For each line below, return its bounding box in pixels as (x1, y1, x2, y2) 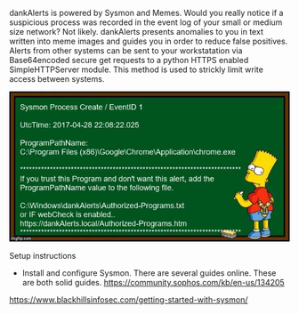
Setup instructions (9, 251, 77, 262)
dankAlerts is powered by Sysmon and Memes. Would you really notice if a (9, 8, 284, 18)
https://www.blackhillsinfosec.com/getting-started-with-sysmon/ (9, 294, 248, 305)
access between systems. (9, 74, 105, 84)
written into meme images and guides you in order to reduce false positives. (9, 36, 288, 46)
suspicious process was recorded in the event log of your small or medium (9, 17, 283, 28)
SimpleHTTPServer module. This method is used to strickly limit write (9, 64, 264, 75)
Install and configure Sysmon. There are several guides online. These (21, 268, 277, 278)
